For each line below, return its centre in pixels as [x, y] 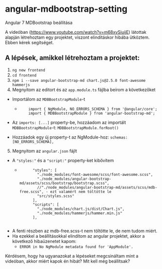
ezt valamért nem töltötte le [81, 192]
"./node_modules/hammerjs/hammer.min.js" [80, 213]
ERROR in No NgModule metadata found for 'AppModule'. [76, 247]
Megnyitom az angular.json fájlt [44, 151]
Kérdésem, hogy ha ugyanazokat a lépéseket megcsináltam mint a [72, 256]
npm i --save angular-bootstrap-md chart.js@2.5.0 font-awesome [79, 80]
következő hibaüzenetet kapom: [44, 241]
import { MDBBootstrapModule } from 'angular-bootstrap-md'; [92, 113]
